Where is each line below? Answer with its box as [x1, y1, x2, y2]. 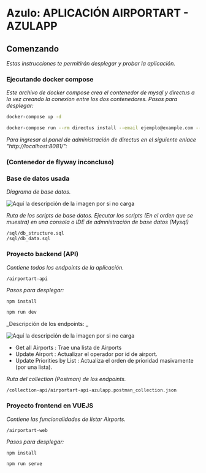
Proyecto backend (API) [6, 250, 78, 259]
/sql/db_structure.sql [6, 230, 64, 236]
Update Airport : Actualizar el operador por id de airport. [15, 350, 158, 358]
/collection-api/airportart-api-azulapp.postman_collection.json [6, 387, 177, 393]
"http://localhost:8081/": [6, 143, 67, 150]
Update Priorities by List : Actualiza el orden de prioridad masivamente [15, 357, 194, 365]
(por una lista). [15, 363, 53, 371]
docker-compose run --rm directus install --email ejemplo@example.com [6, 125, 193, 131]
